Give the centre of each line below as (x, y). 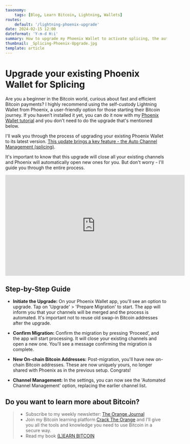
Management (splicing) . (30, 147)
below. (12, 126)
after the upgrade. (32, 323)
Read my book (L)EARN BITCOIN (60, 436)
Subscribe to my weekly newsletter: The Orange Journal (85, 414)
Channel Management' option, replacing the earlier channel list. (80, 386)
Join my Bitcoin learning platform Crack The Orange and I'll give (93, 420)
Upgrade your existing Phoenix (72, 74)
